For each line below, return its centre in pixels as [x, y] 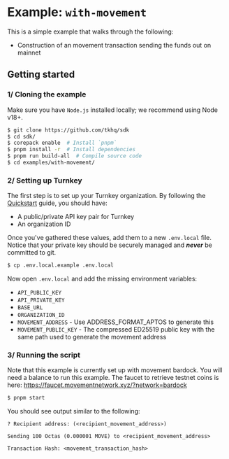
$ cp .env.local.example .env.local [60, 266]
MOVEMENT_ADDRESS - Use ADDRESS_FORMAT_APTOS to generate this [116, 322]
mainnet [29, 52]
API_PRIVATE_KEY [41, 301]
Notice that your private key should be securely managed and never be [110, 245]
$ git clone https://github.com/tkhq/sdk [68, 130]
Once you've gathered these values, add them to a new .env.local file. [109, 238]
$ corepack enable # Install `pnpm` [62, 143]
